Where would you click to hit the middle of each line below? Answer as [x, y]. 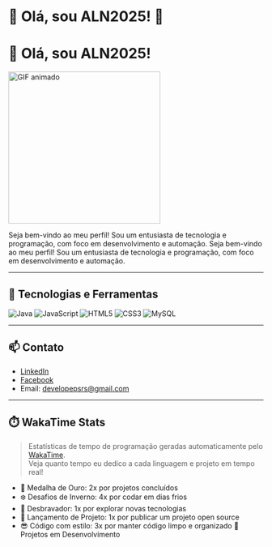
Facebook [37, 379]
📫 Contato [36, 348]
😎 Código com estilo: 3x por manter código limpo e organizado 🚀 [129, 525]
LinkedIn [34, 371]
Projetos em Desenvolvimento [70, 534]
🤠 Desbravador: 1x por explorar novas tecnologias [103, 508]
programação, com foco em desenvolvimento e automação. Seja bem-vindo [136, 244]
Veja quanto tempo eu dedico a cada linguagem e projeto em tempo [141, 463]
